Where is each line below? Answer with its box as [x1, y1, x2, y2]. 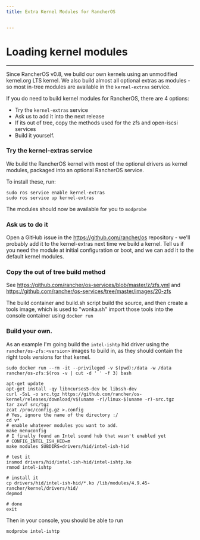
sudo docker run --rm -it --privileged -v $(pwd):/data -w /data [6, 365, 171, 371]
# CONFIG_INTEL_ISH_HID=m [6, 438, 70, 444]
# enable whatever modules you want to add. [6, 422, 118, 428]
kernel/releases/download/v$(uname [6, 396, 95, 402]
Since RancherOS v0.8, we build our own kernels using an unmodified [6, 70, 177, 78]
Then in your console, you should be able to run [6, 517, 124, 524]
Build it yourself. [14, 132, 55, 139]
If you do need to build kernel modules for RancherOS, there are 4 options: [6, 94, 189, 102]
